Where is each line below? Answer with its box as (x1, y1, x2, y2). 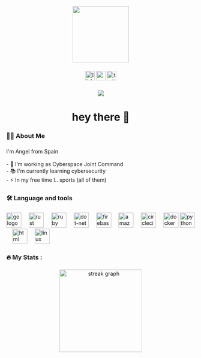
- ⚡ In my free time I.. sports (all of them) (6, 176, 107, 183)
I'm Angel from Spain (6, 148, 59, 155)
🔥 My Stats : (6, 253, 43, 261)
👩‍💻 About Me (6, 131, 45, 140)
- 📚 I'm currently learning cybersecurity (6, 167, 106, 175)
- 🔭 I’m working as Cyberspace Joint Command (6, 160, 124, 167)
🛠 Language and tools (6, 194, 73, 202)
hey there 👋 (71, 110, 130, 124)
